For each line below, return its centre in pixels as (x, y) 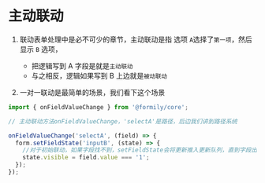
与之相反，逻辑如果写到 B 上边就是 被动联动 (99, 75)
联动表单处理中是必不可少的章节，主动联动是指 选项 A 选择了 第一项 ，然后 (136, 39)
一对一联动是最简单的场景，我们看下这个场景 (92, 92)
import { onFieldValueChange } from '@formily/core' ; (99, 107)
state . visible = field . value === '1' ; (86, 158)
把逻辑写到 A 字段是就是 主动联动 (82, 66)
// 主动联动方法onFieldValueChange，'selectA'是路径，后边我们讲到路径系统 (123, 121)
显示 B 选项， (41, 49)
